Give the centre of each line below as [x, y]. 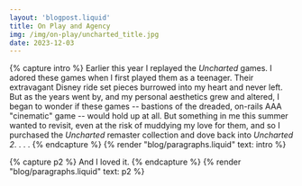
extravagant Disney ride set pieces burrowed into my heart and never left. [146, 87]
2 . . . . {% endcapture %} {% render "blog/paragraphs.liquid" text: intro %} [148, 145]
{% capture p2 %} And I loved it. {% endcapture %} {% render [125, 162]
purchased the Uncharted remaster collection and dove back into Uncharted [151, 135]
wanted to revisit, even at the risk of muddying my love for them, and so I [145, 126]
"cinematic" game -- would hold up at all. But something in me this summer [149, 116]
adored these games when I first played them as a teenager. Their [132, 78]
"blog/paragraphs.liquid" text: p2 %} [77, 172]
